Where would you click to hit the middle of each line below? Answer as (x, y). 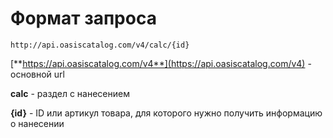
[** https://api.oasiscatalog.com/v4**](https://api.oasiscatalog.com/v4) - (161, 63)
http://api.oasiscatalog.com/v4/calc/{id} (100, 45)
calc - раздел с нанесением (70, 93)
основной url (37, 74)
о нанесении (37, 123)
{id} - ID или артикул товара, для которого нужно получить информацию (166, 113)
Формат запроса (83, 18)
